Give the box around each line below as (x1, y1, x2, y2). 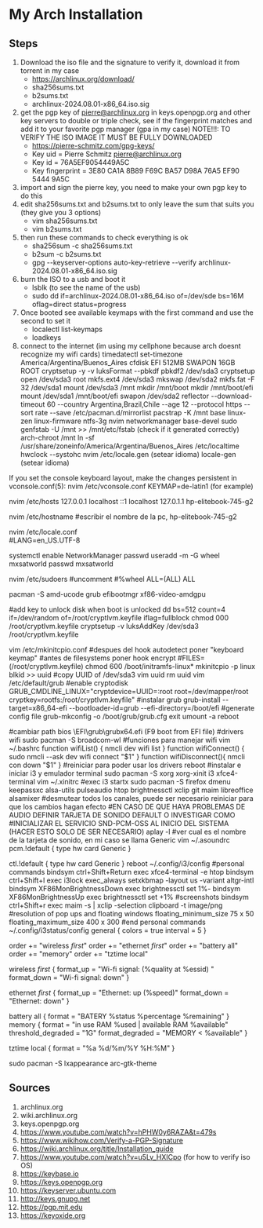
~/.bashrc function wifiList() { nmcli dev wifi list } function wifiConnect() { (9, 744, 245, 753)
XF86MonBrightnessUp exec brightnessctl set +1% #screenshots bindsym (9, 893, 249, 901)
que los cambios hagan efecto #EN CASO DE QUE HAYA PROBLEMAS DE (9, 802, 246, 811)
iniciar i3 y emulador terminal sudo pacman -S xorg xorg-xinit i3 (9, 769, 214, 778)
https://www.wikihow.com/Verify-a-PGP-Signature (20, 1135, 183, 1145)
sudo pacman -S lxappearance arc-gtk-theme (9, 1058, 157, 1068)
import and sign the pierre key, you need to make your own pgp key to (20, 183, 247, 192)
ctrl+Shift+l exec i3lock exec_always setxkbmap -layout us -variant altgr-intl (9, 875, 254, 885)
